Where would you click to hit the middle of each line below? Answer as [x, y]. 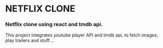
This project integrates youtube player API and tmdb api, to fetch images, [82, 35]
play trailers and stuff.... [30, 40]
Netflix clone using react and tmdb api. [54, 24]
